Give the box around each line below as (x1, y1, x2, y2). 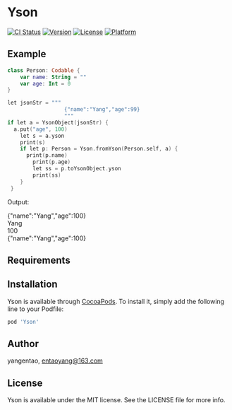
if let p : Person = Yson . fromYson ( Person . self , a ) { (20, 146, 178, 153)
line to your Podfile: (7, 305, 64, 313)
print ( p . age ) (32, 158, 71, 166)
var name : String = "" (20, 74, 87, 81)
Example (7, 48, 47, 60)
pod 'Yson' (7, 318, 39, 325)
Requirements (7, 254, 71, 266)
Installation (7, 279, 58, 291)
